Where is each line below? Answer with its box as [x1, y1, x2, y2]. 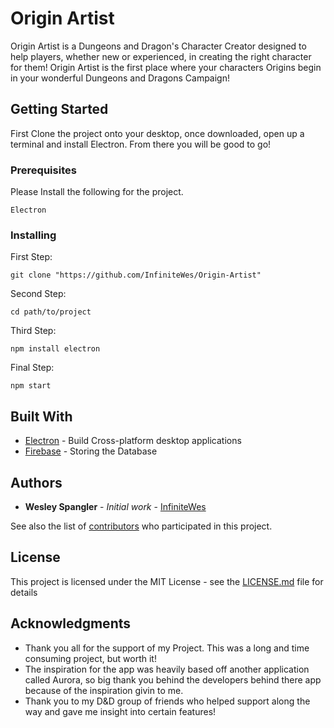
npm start [10, 381, 52, 391]
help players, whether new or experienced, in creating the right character [10, 50, 312, 62]
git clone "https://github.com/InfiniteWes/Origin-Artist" [10, 270, 262, 281]
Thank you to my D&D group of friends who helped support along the [24, 695, 311, 707]
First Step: [10, 251, 53, 263]
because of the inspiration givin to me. [24, 684, 184, 696]
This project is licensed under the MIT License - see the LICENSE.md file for [10, 575, 324, 587]
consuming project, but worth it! [24, 652, 157, 664]
